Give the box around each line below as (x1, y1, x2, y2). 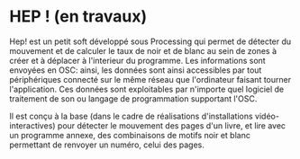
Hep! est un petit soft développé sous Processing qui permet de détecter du (9, 36, 292, 47)
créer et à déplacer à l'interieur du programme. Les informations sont (9, 55, 266, 66)
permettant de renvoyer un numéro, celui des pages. (9, 139, 205, 150)
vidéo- (255, 110, 279, 121)
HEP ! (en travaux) (9, 6, 147, 27)
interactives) (9, 119, 56, 131)
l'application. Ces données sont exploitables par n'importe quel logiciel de (9, 84, 285, 94)
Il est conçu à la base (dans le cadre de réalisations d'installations (9, 110, 254, 121)
